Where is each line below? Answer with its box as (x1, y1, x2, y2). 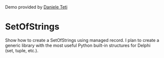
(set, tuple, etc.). (5, 47, 38, 53)
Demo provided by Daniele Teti (5, 4, 68, 10)
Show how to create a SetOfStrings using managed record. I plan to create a (5, 37, 160, 43)
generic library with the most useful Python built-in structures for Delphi (5, 42, 151, 48)
